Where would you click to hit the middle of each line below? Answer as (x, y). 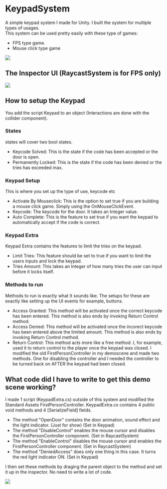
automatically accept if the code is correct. (56, 222)
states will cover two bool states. (39, 142)
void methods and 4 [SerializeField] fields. (49, 410)
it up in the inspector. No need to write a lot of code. (59, 472)
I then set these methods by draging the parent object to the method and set (83, 466)
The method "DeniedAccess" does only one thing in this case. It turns (84, 451)
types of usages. (22, 27)
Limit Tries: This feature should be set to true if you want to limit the (82, 256)
